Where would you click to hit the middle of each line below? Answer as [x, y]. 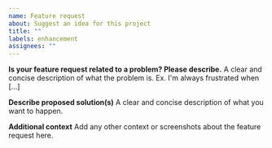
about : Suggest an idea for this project [80, 24]
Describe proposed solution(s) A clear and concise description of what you [136, 102]
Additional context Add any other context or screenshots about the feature [135, 127]
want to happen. [36, 111]
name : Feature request [47, 16]
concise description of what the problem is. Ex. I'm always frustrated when [134, 78]
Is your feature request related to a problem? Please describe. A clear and [135, 69]
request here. [31, 136]
